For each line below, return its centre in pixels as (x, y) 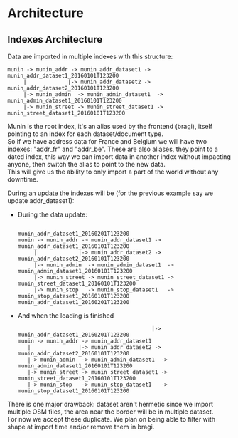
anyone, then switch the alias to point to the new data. (86, 164)
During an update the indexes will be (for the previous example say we (110, 193)
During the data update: (52, 214)
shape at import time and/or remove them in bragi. (81, 427)
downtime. (23, 179)
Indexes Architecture (55, 40)
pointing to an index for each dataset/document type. (85, 134)
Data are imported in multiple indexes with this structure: (90, 56)
